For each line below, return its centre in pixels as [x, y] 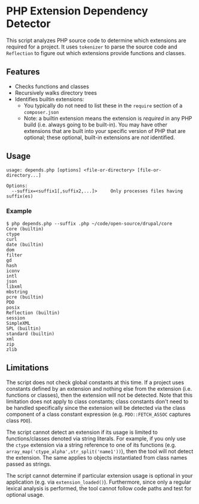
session [16, 318]
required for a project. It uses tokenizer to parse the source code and [92, 47]
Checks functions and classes [52, 86]
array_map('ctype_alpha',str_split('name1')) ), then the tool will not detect [100, 451]
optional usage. [25, 494]
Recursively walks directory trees [56, 93]
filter [14, 255]
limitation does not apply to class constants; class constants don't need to [97, 401]
